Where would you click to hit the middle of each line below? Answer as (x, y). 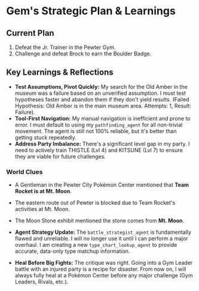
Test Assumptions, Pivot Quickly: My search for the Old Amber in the (101, 86)
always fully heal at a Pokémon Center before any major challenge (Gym (104, 275)
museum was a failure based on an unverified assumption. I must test (100, 93)
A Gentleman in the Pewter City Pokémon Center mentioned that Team (102, 185)
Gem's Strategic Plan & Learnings (91, 11)
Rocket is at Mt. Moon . (43, 191)
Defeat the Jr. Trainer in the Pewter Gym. (65, 47)
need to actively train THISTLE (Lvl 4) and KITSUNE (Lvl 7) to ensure (99, 150)
